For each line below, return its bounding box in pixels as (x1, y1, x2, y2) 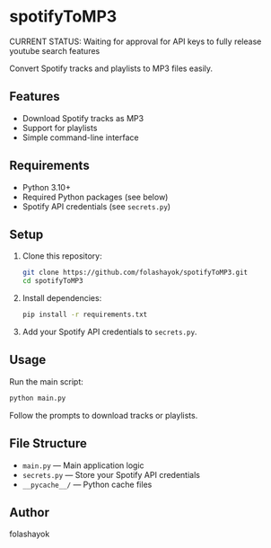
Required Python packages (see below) (22, 191, 169, 202)
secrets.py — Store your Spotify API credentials (22, 469, 200, 480)
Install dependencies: (22, 293, 102, 304)
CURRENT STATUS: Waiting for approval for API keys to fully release (9, 36, 262, 47)
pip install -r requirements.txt (22, 310, 148, 320)
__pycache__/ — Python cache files (22, 479, 153, 490)
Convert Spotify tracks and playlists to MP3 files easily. (9, 63, 214, 74)
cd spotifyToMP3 (22, 277, 83, 286)
